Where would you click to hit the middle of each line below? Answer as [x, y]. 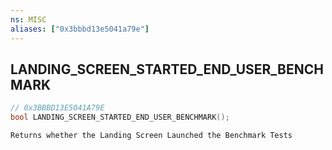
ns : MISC [28, 19]
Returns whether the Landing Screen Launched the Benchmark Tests [151, 136]
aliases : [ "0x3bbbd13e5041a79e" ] [80, 29]
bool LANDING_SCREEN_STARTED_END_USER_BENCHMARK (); [120, 117]
